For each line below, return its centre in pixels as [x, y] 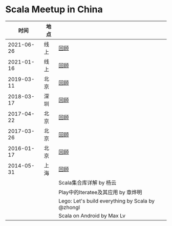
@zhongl [69, 207]
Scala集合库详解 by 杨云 [88, 182]
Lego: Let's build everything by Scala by [107, 201]
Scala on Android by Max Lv [92, 215]
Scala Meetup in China [54, 9]
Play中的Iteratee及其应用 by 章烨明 [100, 192]
